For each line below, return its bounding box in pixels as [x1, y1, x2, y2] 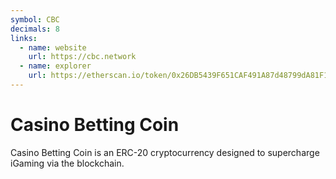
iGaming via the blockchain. [10, 157, 125, 169]
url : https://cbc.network [28, 52, 137, 62]
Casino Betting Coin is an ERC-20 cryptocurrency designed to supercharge [10, 146, 320, 158]
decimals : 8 [10, 24, 60, 34]
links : [10, 33, 38, 43]
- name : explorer [19, 61, 92, 71]
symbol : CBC [10, 14, 60, 25]
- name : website [19, 42, 87, 53]
